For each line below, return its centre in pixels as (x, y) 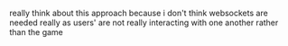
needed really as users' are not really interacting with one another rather (144, 23)
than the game (36, 32)
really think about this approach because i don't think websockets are (139, 13)
